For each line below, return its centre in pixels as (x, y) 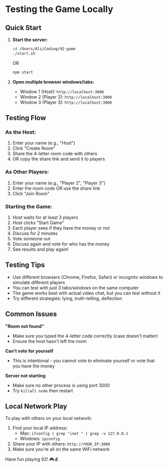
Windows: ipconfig (40, 438)
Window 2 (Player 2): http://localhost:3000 (66, 97)
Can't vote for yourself (29, 351)
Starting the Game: (29, 206)
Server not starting (26, 375)
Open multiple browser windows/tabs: (53, 82)
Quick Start (23, 28)
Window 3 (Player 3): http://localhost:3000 (66, 102)
